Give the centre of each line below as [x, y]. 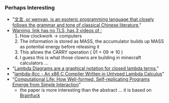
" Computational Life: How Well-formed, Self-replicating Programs [81, 79]
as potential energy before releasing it [60, 47]
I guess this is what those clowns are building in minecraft [80, 58]
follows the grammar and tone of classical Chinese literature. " [77, 25]
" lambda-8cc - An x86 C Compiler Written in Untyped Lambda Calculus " [88, 74]
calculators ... [34, 63]
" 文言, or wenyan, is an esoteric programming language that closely [83, 19]
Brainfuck [30, 95]
